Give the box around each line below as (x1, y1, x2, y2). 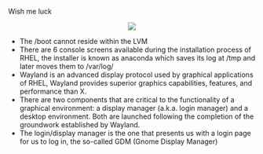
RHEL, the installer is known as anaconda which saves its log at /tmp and (19, 53, 256, 62)
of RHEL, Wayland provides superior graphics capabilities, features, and (19, 79, 253, 87)
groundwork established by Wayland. (19, 120, 141, 129)
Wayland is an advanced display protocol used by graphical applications (19, 70, 254, 79)
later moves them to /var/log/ (19, 62, 114, 71)
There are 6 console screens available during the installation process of (19, 45, 251, 54)
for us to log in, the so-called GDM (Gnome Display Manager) (19, 137, 218, 146)
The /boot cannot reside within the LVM (19, 37, 148, 46)
